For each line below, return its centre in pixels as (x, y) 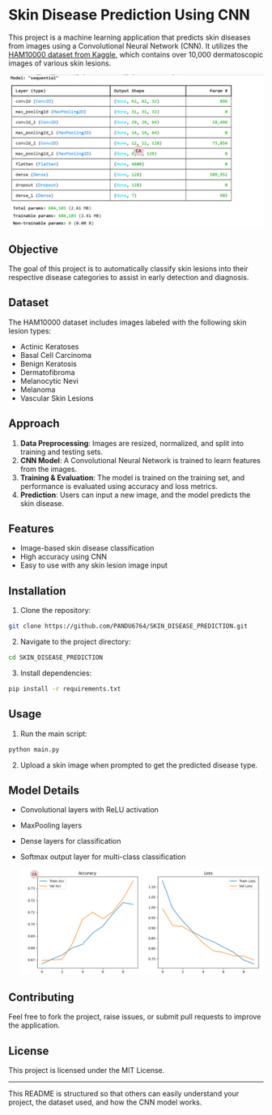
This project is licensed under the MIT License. (87, 1070)
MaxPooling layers (51, 826)
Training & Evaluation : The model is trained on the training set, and (132, 477)
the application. (34, 1025)
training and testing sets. (62, 452)
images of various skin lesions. (60, 63)
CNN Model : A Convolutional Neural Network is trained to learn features (140, 460)
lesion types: (30, 330)
